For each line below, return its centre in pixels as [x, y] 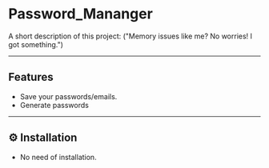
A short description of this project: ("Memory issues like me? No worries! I [130, 36]
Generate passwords [54, 105]
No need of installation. [58, 157]
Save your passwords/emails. [68, 96]
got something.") [36, 44]
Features [31, 77]
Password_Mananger [81, 14]
